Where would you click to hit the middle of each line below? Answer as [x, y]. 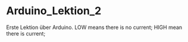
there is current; [26, 33]
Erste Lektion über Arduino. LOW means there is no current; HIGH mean [94, 27]
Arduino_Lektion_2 [54, 11]
